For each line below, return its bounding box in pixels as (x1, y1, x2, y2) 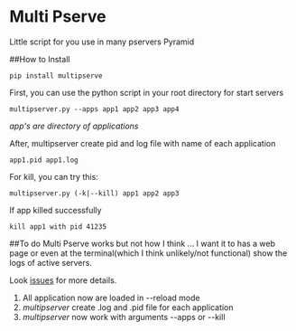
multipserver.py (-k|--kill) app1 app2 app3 (9, 188, 180, 198)
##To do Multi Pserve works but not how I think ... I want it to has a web (9, 238, 276, 249)
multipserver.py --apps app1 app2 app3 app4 (9, 104, 180, 114)
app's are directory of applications (9, 120, 139, 131)
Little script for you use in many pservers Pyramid (9, 36, 195, 47)
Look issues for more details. (9, 274, 117, 286)
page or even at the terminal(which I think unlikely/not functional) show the (9, 247, 288, 259)
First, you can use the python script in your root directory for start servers (9, 87, 284, 98)
